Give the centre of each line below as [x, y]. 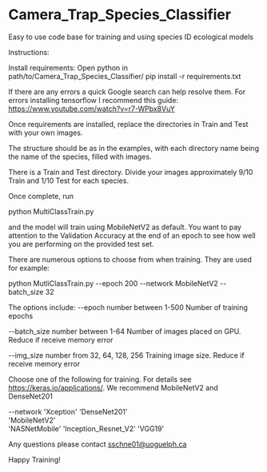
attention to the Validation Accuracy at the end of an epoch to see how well [132, 235]
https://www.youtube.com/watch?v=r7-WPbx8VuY [92, 109]
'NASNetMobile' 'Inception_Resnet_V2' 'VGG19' [86, 428]
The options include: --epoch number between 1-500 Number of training [128, 307]
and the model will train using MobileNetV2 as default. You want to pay [125, 227]
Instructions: [29, 52]
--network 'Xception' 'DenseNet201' [68, 411]
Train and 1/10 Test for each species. [69, 180]
